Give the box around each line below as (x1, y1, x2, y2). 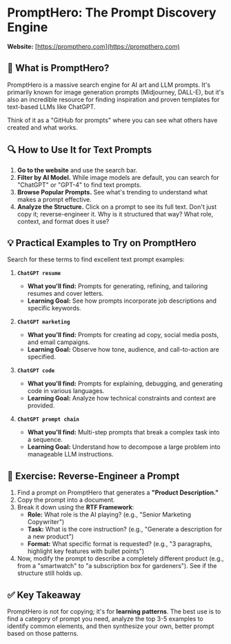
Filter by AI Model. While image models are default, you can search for (17, 173, 219, 181)
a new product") (27, 532, 74, 541)
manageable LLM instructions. (27, 450, 114, 459)
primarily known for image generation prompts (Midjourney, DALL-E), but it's (7, 88, 224, 96)
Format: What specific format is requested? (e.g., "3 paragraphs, (27, 540, 212, 548)
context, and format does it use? (17, 217, 110, 225)
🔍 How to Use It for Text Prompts (7, 144, 152, 156)
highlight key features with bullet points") (27, 547, 145, 556)
